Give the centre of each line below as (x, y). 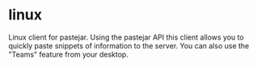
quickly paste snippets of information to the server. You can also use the (129, 45)
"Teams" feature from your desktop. (69, 54)
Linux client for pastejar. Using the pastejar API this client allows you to (126, 37)
